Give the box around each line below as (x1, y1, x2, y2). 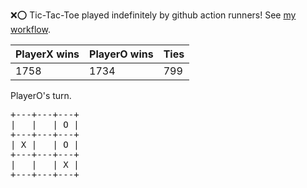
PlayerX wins (15, 47, 80, 61)
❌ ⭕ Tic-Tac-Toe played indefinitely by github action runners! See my (10, 9, 297, 21)
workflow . (10, 24, 51, 35)
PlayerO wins (89, 47, 154, 61)
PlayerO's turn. (10, 90, 72, 101)
